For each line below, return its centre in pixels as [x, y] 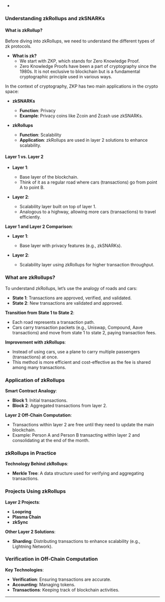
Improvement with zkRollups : [36, 342]
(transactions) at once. [35, 357]
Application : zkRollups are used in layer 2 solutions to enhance [84, 140]
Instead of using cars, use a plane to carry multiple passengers [76, 351]
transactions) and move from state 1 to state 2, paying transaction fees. [84, 332]
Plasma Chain [27, 517]
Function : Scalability [40, 135]
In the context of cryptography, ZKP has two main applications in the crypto [82, 86]
